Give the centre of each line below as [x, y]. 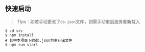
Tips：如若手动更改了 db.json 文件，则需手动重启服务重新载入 [79, 22]
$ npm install [20, 35]
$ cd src [14, 31]
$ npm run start [22, 45]
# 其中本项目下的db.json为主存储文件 [39, 40]
